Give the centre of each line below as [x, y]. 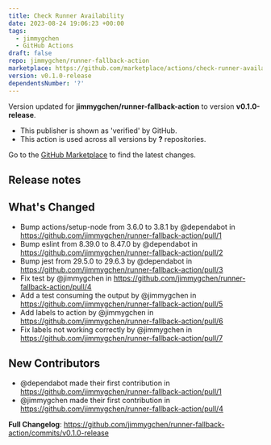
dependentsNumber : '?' [46, 83]
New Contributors [54, 364]
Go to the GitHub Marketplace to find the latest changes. [102, 155]
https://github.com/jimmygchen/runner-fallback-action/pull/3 [121, 269]
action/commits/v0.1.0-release [58, 433]
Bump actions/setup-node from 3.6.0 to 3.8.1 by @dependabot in [127, 227]
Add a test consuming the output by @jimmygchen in [108, 295]
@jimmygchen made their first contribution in [95, 400]
